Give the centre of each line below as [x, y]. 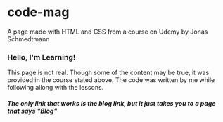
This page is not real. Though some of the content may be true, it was [108, 73]
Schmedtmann [28, 39]
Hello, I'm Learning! [42, 57]
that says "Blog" [32, 111]
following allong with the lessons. [56, 88]
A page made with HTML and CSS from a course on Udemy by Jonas [108, 32]
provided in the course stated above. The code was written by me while [111, 80]
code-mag [38, 12]
